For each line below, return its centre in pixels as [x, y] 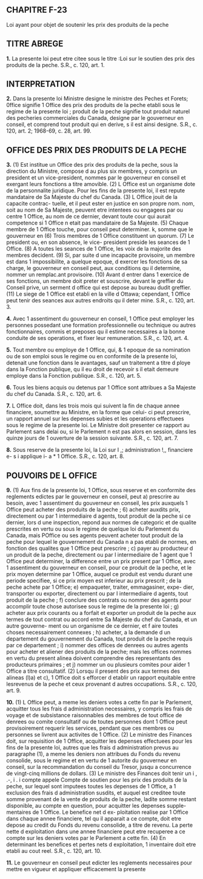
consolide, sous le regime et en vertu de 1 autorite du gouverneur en [92, 760]
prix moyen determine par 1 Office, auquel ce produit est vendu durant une [99, 574]
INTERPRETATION [41, 84]
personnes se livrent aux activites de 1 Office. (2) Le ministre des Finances [99, 735]
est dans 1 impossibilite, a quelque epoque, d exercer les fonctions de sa [97, 262]
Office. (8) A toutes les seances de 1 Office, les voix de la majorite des [94, 249]
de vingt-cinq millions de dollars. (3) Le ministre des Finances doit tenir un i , [102, 773]
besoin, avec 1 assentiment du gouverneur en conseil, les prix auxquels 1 [97, 503]
